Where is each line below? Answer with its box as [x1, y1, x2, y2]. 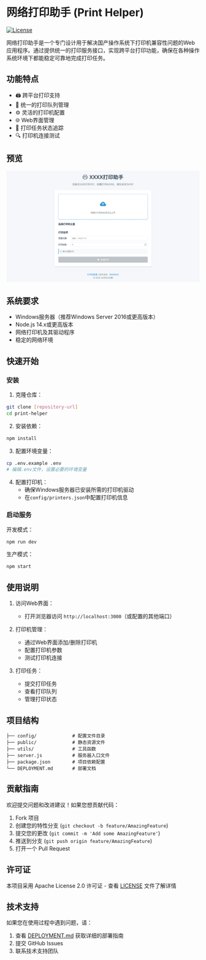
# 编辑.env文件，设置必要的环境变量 [6, 467, 87, 473]
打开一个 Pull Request [15, 845, 71, 852]
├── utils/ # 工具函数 [6, 746, 96, 752]
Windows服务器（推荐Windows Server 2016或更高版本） [15, 313, 159, 321]
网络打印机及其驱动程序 [15, 329, 75, 336]
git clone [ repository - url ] [6, 404, 78, 410]
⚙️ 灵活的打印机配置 [15, 109, 66, 116]
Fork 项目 [15, 814, 40, 821]
